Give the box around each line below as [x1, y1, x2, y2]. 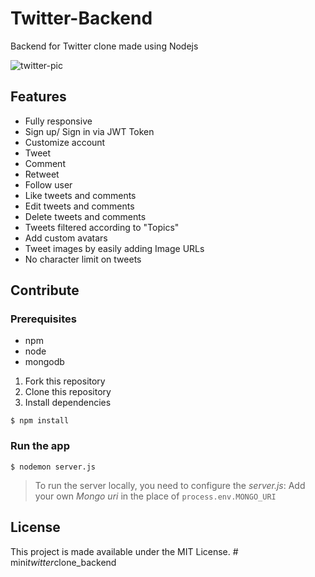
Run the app [10, 439, 70, 453]
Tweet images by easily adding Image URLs [24, 242, 205, 254]
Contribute [10, 282, 80, 299]
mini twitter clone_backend [10, 556, 117, 568]
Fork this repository [24, 375, 106, 387]
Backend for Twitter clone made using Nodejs [10, 40, 199, 52]
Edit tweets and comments [24, 200, 135, 212]
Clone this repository [24, 386, 112, 398]
